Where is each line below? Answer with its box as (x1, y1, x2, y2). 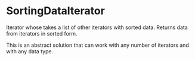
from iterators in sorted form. (6, 30, 78, 37)
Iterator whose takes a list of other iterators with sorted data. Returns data (6, 24, 188, 31)
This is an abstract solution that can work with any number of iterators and (6, 41, 189, 49)
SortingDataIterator (6, 4, 106, 18)
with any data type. (6, 47, 54, 54)
